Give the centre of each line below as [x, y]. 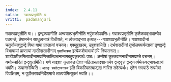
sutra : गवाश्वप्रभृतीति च [26, 15]
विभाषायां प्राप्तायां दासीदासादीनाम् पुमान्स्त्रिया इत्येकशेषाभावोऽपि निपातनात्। [62, 51]
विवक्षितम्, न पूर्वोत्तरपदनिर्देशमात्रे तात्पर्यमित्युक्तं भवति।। [49, 73]
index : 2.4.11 [21, 10]
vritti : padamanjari [28, 19]
